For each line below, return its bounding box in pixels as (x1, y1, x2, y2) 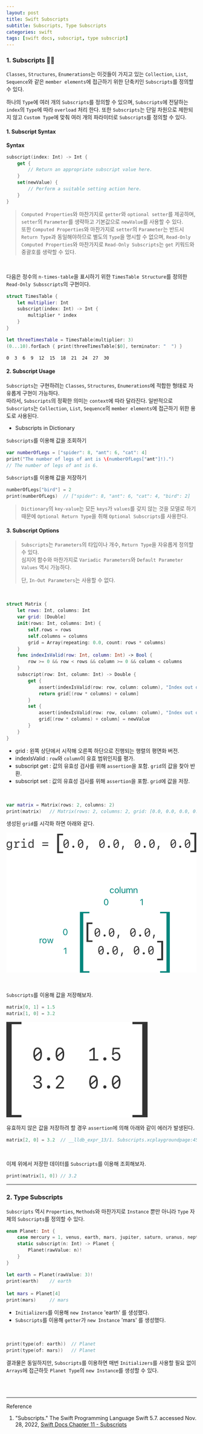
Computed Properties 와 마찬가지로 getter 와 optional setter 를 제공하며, (21, 210, 196, 217)
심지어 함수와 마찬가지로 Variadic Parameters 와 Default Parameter (21, 556, 183, 563)
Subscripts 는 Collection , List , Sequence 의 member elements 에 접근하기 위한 (6, 405, 190, 412)
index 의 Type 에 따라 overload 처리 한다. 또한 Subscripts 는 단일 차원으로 (6, 106, 177, 113)
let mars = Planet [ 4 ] (6, 1290, 61, 1297)
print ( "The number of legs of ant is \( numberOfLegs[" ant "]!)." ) (6, 456, 174, 462)
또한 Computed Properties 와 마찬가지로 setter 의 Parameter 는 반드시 (21, 225, 184, 233)
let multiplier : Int (17, 300, 69, 306)
